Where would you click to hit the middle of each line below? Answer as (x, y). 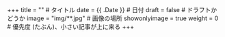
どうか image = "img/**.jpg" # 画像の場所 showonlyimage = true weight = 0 (113, 18)
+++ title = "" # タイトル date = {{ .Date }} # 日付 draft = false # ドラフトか (112, 10)
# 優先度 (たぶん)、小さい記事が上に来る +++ (71, 27)
